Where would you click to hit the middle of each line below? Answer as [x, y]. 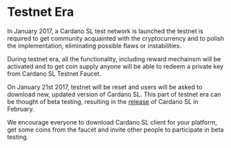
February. [21, 109]
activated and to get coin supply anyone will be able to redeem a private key [115, 66]
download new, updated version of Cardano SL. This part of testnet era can [114, 94]
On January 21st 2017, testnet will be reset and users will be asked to [105, 87]
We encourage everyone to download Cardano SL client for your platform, [112, 122]
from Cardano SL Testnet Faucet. [54, 74]
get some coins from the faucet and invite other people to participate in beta [115, 129]
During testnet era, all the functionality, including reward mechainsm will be [114, 59]
